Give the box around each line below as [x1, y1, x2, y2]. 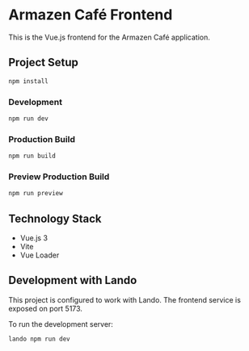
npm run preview [8, 190, 63, 198]
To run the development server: [8, 319, 113, 328]
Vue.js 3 [19, 232, 49, 243]
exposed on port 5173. [8, 303, 83, 313]
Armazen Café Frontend [8, 6, 173, 24]
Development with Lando [8, 274, 137, 287]
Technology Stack [8, 211, 102, 225]
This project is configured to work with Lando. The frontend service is [8, 295, 241, 304]
